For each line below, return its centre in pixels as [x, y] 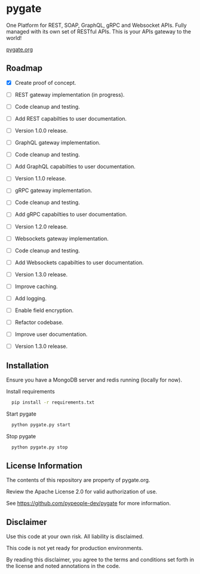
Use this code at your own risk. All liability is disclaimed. [75, 536]
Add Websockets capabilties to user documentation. [79, 262]
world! [14, 38]
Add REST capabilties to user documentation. [71, 118]
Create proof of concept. [45, 83]
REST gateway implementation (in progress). [70, 94]
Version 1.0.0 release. [41, 131]
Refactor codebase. [39, 322]
